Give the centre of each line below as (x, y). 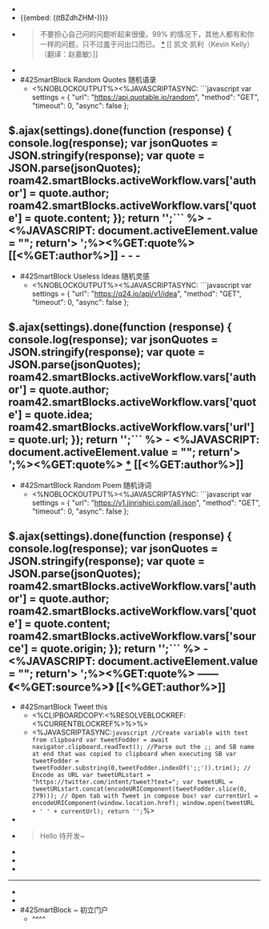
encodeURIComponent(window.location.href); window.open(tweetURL (143, 803)
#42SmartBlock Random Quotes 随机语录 (88, 80)
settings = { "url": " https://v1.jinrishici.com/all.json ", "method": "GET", (146, 503)
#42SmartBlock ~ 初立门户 (64, 910)
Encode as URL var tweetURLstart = (91, 775)
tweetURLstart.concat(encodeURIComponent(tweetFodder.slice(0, (140, 789)
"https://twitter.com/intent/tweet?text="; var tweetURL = (132, 782)
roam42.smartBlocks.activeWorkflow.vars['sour (132, 637)
